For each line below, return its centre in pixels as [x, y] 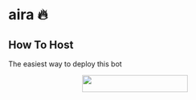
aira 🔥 [28, 15]
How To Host [41, 44]
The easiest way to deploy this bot [65, 64]
